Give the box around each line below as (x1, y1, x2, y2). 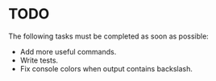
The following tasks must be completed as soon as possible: (8, 31, 210, 41)
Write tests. (19, 55, 59, 65)
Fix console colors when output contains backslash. (19, 63, 193, 73)
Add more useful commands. (19, 47, 117, 56)
